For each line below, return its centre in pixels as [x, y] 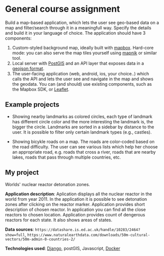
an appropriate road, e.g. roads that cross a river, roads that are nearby [84, 152]
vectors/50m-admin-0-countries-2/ [40, 239]
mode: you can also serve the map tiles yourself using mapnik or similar [84, 53]
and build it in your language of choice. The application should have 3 [75, 33]
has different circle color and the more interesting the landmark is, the [82, 121]
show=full [15, 235]
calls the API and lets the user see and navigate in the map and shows [83, 79]
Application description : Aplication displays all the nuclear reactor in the [79, 194]
